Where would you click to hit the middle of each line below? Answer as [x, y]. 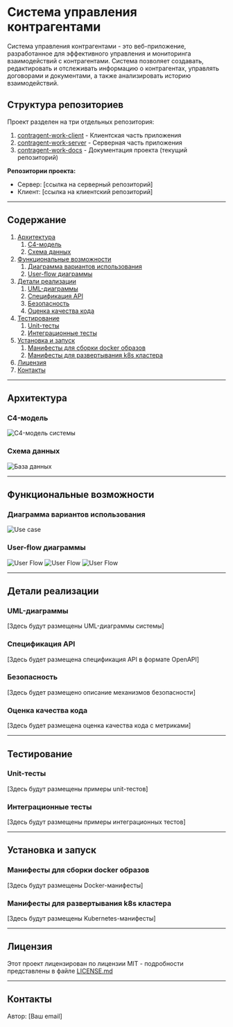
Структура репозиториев [65, 105]
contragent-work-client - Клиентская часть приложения [99, 135]
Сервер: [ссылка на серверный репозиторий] [85, 184]
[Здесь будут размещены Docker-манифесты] [75, 885]
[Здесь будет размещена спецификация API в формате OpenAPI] [103, 659]
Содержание [37, 220]
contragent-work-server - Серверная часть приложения [100, 143]
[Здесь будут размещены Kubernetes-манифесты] [81, 919]
